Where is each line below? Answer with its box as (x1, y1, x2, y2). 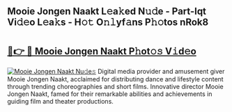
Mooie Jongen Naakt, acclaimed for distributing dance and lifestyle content (7, 75, 224, 83)
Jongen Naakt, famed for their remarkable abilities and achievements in (7, 90, 212, 98)
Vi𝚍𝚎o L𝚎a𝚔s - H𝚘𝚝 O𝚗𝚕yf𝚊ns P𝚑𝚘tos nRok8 (7, 17, 209, 29)
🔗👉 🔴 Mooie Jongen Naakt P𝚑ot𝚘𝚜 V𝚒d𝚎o (7, 45, 196, 57)
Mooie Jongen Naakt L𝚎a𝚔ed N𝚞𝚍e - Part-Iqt (7, 6, 207, 17)
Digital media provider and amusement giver (97, 67, 225, 75)
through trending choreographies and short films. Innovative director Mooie (7, 83, 224, 90)
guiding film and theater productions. (7, 97, 114, 105)
